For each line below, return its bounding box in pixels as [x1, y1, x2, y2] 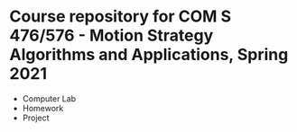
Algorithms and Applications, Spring [9, 45, 289, 65]
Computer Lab [22, 92, 77, 104]
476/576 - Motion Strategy [9, 25, 214, 46]
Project [22, 112, 50, 123]
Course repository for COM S [9, 6, 232, 27]
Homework [22, 102, 64, 113]
